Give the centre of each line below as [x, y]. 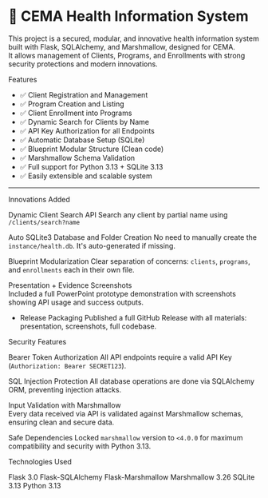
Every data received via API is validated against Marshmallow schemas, [126, 413]
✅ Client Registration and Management [84, 94]
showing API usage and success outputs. [76, 302]
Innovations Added [39, 199]
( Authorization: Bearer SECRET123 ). [67, 365]
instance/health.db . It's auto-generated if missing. [92, 245]
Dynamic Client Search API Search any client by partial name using [118, 214]
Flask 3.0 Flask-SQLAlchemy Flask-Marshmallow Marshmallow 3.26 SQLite [132, 477]
